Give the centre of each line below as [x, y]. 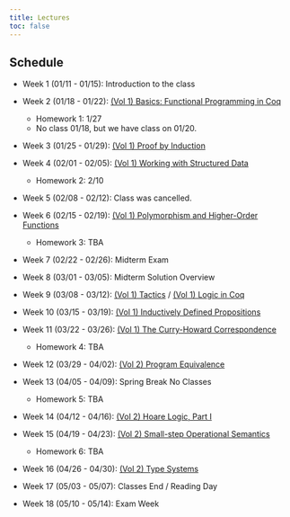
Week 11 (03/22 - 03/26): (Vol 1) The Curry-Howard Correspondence [149, 330]
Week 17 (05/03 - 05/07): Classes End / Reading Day [120, 486]
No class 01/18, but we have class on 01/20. [116, 129]
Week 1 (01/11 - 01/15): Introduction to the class [109, 84]
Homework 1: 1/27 [69, 119]
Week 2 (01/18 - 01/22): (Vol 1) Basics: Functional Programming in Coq [151, 102]
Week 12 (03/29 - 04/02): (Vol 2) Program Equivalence [123, 364]
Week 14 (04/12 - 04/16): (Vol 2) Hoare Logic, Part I [117, 417]
